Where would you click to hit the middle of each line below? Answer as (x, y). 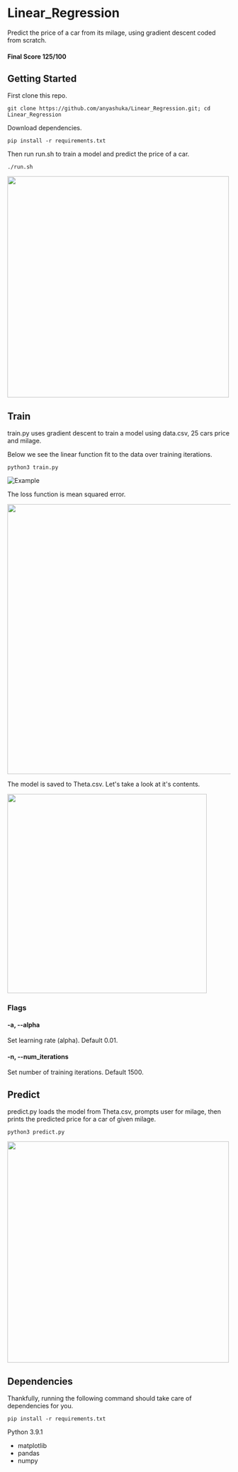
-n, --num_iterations (38, 1056)
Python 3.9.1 (25, 1432)
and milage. (24, 441)
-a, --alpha (24, 1025)
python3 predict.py (36, 1132)
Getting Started (42, 78)
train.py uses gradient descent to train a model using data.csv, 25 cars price (119, 433)
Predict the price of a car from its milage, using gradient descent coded (112, 33)
